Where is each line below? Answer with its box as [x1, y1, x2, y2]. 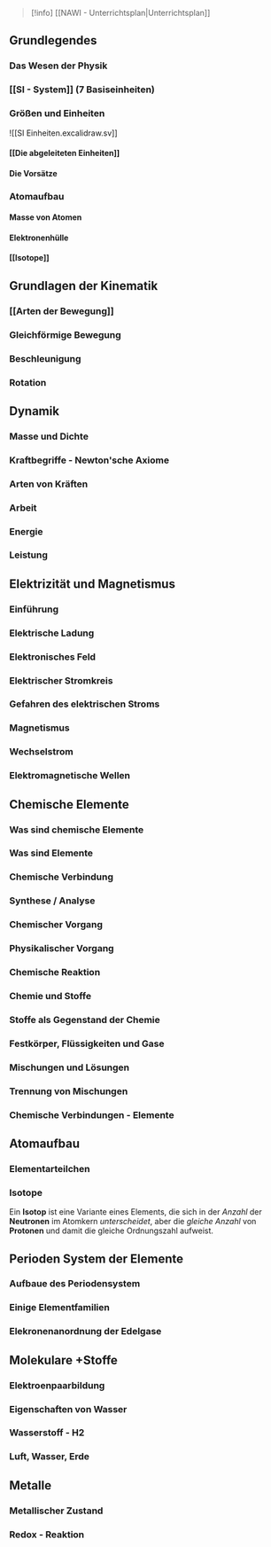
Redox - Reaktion [9, 1528, 85, 1541]
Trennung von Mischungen [9, 1085, 128, 1098]
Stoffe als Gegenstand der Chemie [9, 1013, 161, 1026]
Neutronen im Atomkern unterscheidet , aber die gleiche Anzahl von [9, 1216, 257, 1227]
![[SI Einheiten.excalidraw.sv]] [9, 128, 118, 138]
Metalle [9, 1478, 51, 1493]
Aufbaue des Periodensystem [9, 1277, 141, 1290]
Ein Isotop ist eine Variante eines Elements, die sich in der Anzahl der [9, 1207, 263, 1217]
